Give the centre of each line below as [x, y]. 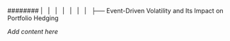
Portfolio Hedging [33, 18]
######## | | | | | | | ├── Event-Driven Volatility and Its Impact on [116, 11]
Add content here [33, 32]
